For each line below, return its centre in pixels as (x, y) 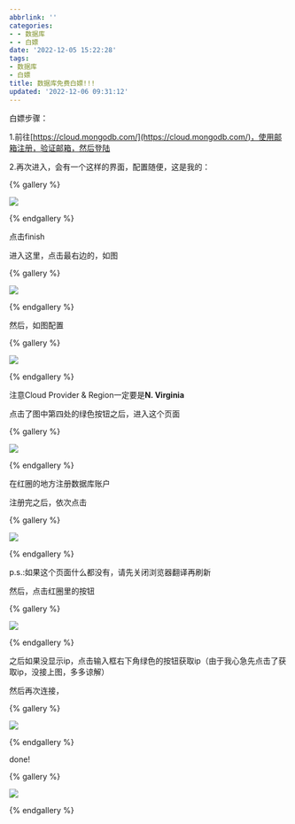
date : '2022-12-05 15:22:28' (63, 51)
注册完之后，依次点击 (48, 502)
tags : (19, 58)
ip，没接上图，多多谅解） (62, 672)
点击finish (27, 237)
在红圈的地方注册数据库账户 (60, 483)
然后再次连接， (36, 690)
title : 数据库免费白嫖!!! (52, 83)
